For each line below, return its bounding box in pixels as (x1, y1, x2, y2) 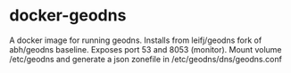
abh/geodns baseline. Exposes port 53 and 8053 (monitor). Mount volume (9, 44, 282, 54)
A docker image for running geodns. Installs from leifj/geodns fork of (9, 35, 262, 45)
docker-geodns (9, 5, 127, 26)
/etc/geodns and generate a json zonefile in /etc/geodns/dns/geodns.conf (9, 53, 283, 64)
